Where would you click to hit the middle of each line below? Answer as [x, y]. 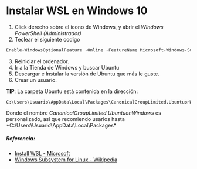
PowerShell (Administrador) [48, 33]
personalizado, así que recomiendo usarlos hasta [65, 119]
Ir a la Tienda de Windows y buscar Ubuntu [67, 67]
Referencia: [21, 139]
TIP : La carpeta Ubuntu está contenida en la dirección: [72, 91]
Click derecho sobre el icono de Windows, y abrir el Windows [89, 27]
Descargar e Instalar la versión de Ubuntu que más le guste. [87, 74]
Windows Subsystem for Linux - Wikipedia [66, 160]
